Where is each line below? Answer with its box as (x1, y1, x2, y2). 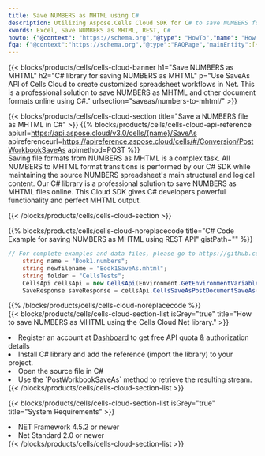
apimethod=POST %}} (67, 145, 140, 155)
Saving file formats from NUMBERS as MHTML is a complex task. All (8, 153, 230, 163)
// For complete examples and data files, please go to (8, 250, 196, 258)
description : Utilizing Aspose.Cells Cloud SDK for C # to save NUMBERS (8, 19, 248, 27)
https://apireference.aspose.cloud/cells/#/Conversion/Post (62, 137, 254, 146)
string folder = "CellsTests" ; (22, 272, 125, 280)
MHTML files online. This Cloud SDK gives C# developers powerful (8, 187, 226, 197)
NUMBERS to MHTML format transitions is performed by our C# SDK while (8, 162, 251, 171)
